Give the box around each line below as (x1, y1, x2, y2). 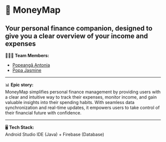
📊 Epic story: (5, 82, 34, 88)
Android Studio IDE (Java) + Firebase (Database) (5, 132, 105, 137)
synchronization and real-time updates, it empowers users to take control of (5, 105, 160, 110)
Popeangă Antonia (12, 62, 50, 68)
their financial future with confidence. (5, 110, 82, 115)
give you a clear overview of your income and (5, 32, 148, 40)
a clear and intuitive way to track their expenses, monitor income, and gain (5, 94, 157, 100)
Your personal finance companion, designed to (5, 24, 153, 33)
